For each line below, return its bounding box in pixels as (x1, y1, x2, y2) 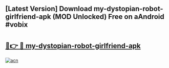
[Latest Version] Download (5, 5, 93, 13)
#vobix (5, 20, 28, 29)
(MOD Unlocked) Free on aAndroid (52, 13, 165, 21)
